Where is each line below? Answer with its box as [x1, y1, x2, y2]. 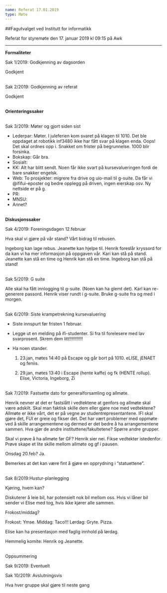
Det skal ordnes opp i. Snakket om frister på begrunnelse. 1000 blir [12, 143, 150, 149]
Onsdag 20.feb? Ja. [5, 450, 46, 456]
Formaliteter [5, 49, 31, 55]
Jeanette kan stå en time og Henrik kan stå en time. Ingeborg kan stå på [5, 255, 153, 261]
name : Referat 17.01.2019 [5, 7, 59, 12]
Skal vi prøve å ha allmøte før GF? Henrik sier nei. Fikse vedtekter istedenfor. [5, 435, 162, 441]
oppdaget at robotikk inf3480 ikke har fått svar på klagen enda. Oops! [12, 138, 156, 144]
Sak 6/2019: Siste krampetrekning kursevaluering [5, 311, 106, 317]
